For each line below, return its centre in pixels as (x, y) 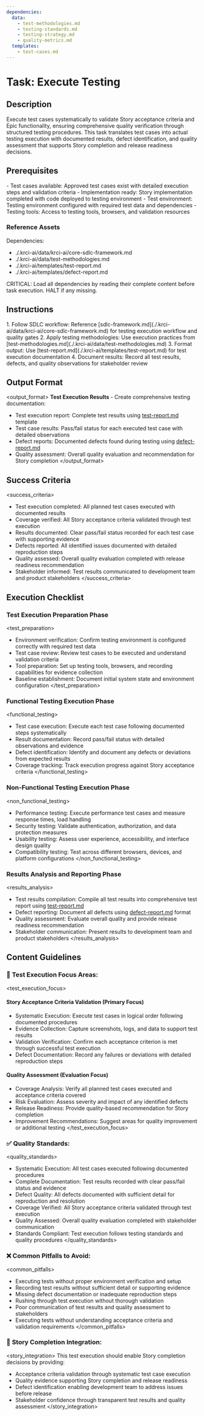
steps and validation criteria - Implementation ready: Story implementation (100, 192)
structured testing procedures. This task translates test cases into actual (97, 132)
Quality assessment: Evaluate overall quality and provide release (96, 919)
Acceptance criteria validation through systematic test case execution (103, 1374)
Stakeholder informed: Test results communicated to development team (105, 571)
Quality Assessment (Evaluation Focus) (57, 1075)
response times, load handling (53, 819)
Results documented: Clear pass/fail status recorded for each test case (104, 533)
